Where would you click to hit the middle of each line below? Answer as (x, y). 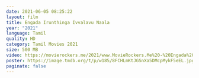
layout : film (22, 17)
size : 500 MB (22, 50)
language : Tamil (26, 33)
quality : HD (21, 39)
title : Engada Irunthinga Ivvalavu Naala (58, 22)
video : (14, 55)
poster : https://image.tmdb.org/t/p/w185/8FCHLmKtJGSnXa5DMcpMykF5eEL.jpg (100, 60)
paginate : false (26, 66)
